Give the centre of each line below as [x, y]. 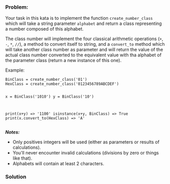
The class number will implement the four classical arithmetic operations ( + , [84, 39]
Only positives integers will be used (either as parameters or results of [86, 142]
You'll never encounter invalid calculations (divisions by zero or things [86, 153]
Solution [16, 177]
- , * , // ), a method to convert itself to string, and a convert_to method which [85, 44]
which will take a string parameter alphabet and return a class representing [84, 23]
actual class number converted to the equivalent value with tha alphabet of [83, 55]
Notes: [13, 132]
